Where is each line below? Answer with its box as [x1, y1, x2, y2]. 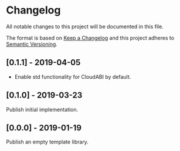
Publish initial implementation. [6, 106, 79, 113]
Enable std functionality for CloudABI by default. [14, 73, 131, 80]
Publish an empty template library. [6, 139, 89, 146]
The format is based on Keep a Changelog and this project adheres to [6, 34, 175, 41]
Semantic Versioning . [6, 41, 57, 48]
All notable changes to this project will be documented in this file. [6, 23, 164, 30]
